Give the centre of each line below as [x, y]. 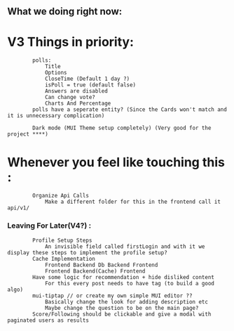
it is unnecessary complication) [56, 116]
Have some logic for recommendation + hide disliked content [124, 277]
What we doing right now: [65, 12]
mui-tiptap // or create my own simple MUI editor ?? [112, 296]
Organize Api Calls [61, 196]
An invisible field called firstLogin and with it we [125, 246]
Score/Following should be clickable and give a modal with [122, 314]
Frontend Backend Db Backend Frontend [101, 265]
